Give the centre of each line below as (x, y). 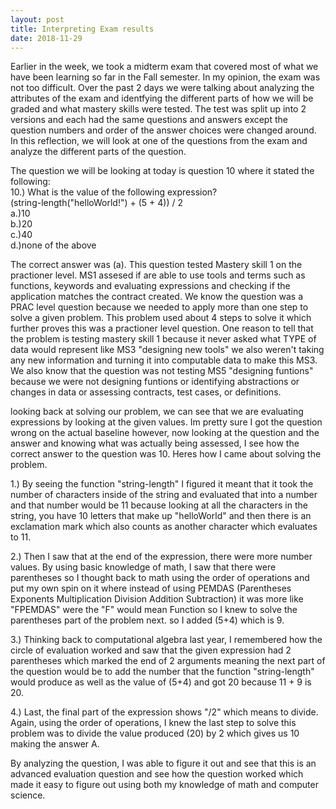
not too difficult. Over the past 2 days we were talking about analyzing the (162, 88)
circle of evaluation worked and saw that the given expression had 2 (151, 650)
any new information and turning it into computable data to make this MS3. (164, 360)
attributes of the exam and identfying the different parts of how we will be (162, 98)
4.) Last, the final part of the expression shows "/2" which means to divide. (164, 712)
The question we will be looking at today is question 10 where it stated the (162, 171)
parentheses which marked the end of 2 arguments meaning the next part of (168, 661)
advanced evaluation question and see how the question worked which (157, 774)
